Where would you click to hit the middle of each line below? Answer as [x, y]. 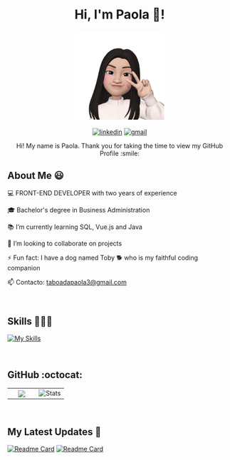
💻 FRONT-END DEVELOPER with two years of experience [92, 193]
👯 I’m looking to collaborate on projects [65, 244]
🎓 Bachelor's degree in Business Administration [79, 210]
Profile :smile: [120, 153]
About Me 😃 [36, 175]
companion [24, 268]
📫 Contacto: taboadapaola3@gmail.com [67, 282]
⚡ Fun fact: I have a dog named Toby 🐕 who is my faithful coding [103, 258]
